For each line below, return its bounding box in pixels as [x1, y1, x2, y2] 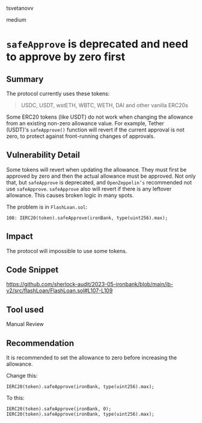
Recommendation [6, 338, 74, 348]
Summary [6, 74, 44, 84]
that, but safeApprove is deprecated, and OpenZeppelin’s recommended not [6, 178, 192, 186]
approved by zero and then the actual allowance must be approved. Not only [6, 172, 196, 180]
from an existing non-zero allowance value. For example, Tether [6, 120, 164, 127]
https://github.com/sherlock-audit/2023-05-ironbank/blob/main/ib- [6, 281, 173, 288]
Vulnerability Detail [6, 150, 80, 160]
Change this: [6, 372, 38, 380]
